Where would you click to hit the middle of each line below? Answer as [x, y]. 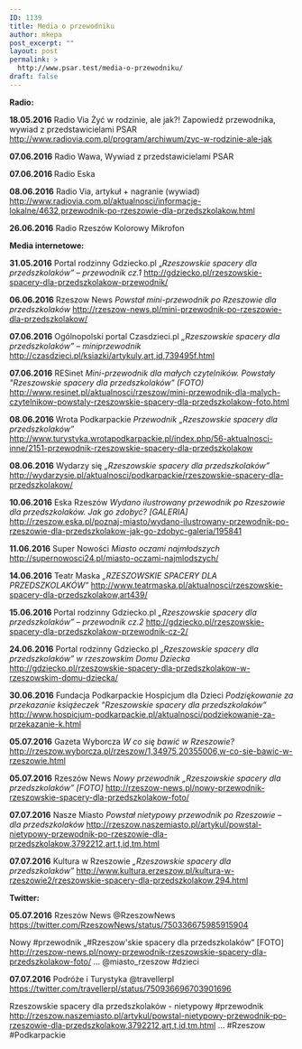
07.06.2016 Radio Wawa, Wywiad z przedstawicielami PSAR [122, 156]
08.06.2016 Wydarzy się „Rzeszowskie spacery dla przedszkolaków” [140, 465]
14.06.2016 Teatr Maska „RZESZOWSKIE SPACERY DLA [114, 575]
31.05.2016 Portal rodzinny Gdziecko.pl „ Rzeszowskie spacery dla [133, 263]
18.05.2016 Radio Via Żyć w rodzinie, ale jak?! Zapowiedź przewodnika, [143, 119]
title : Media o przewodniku [62, 26]
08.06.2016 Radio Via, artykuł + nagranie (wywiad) [105, 191]
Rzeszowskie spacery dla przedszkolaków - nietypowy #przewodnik [137, 1006]
